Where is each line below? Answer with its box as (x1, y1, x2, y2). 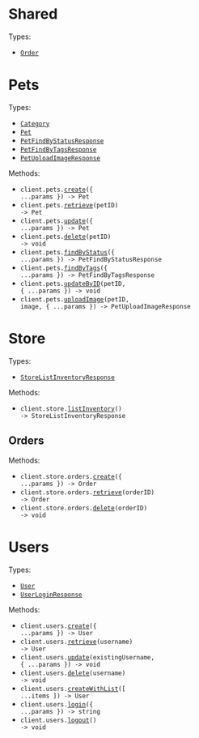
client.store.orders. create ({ (19, 472, 123, 480)
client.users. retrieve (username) (19, 638, 133, 646)
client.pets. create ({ (19, 186, 93, 194)
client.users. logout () (19, 716, 97, 724)
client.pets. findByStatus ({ (19, 248, 115, 256)
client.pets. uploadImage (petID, (19, 295, 129, 304)
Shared (8, 5, 58, 23)
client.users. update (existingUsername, (19, 653, 155, 661)
